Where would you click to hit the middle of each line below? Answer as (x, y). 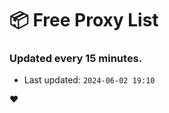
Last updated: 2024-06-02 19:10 (89, 80)
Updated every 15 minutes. (76, 59)
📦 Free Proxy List (84, 20)
